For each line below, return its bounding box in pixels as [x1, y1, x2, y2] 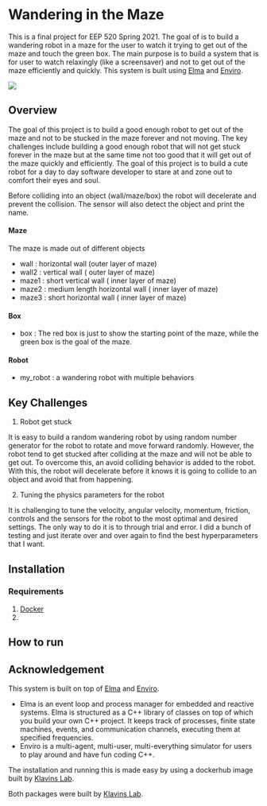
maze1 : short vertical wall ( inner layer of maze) [19, 276, 177, 285]
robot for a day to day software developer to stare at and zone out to [8, 167, 233, 176]
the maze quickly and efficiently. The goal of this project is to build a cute [8, 158, 249, 168]
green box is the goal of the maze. [19, 337, 133, 347]
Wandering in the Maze [8, 6, 164, 24]
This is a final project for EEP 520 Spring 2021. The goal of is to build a [8, 32, 239, 41]
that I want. [8, 539, 45, 549]
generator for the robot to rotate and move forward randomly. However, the [8, 441, 254, 451]
